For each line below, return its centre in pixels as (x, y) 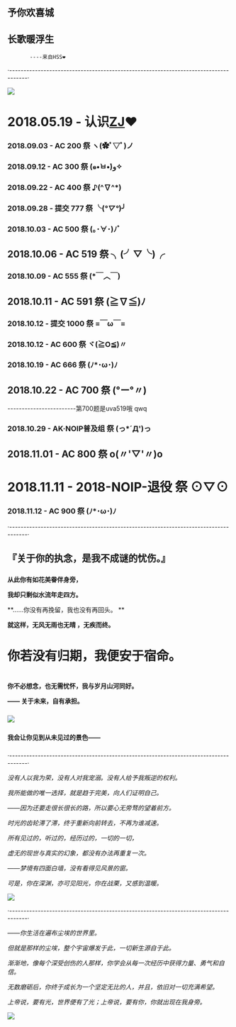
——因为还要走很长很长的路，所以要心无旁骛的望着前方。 (91, 808)
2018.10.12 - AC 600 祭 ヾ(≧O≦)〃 (67, 344)
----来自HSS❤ (47, 57)
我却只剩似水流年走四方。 (45, 594)
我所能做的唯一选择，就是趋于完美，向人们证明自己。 (85, 792)
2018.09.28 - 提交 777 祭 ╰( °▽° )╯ (67, 209)
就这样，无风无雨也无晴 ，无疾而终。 (61, 624)
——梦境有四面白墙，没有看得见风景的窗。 (70, 868)
